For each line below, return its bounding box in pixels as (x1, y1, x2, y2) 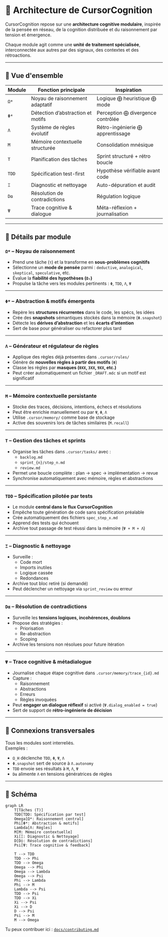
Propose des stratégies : (12, 620, 63, 626)
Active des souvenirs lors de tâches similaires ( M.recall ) (12, 420, 129, 426)
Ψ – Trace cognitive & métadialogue (5, 658, 91, 665)
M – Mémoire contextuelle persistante (5, 392, 97, 399)
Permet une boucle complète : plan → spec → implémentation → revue (12, 470, 158, 476)
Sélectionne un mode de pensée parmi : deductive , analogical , (12, 265, 143, 271)
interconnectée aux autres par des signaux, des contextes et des (5, 47, 139, 53)
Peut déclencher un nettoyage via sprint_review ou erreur (12, 586, 133, 592)
